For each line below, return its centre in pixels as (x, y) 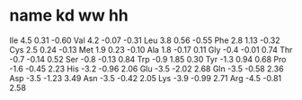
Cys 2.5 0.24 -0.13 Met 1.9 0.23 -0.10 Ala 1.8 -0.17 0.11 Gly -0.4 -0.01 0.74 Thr (151, 49)
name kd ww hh (69, 16)
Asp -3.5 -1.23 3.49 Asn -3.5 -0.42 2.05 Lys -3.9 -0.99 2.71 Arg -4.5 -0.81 (145, 78)
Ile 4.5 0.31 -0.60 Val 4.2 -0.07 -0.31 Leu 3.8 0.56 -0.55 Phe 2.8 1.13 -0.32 (145, 40)
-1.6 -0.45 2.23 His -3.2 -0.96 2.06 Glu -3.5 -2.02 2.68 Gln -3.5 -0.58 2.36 (147, 69)
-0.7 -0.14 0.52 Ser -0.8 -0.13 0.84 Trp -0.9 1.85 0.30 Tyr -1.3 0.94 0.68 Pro (148, 59)
